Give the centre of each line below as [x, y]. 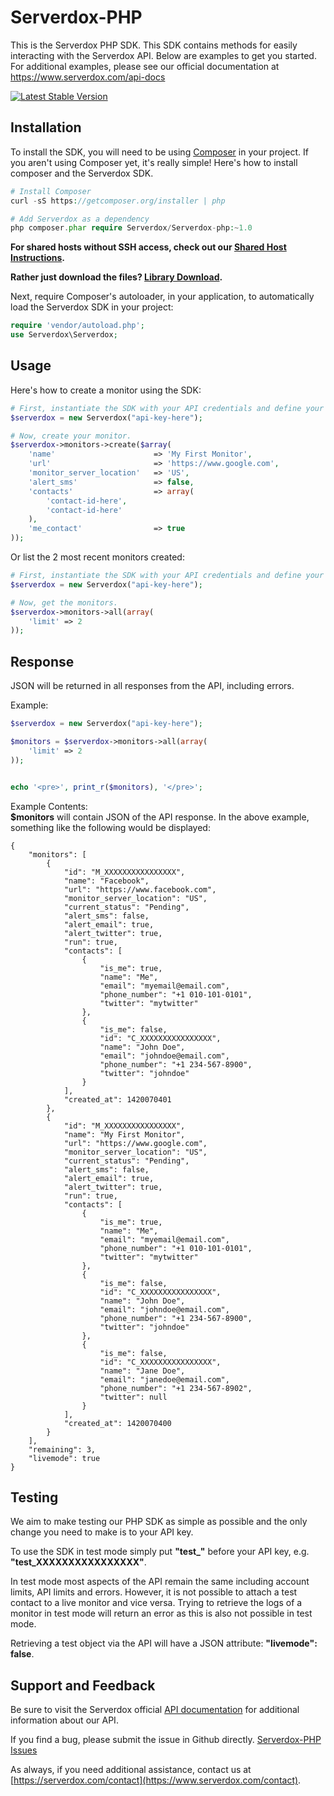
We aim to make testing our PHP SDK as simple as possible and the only [159, 1522]
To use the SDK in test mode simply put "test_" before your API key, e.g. [160, 1552]
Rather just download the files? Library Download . [116, 277]
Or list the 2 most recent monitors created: [97, 557]
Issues [24, 1750]
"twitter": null [133, 1397]
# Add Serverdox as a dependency [80, 219]
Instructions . [38, 258]
